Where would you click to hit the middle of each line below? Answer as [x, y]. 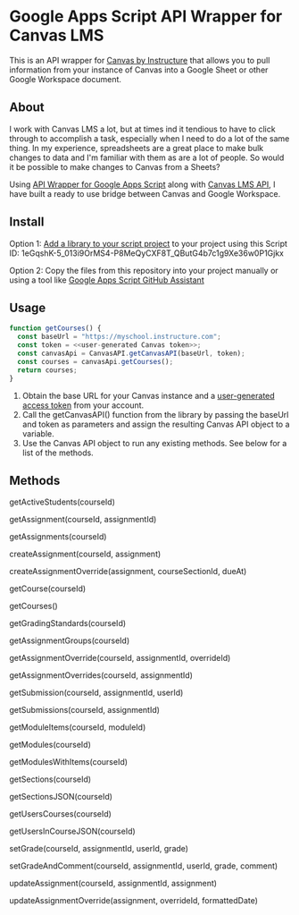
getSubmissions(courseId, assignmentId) [85, 710]
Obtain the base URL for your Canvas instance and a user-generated [148, 395]
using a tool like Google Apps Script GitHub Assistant [107, 280]
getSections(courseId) [50, 779]
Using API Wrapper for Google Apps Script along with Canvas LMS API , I [142, 184]
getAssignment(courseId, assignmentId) [83, 520]
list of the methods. [58, 453]
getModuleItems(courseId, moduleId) [78, 727]
